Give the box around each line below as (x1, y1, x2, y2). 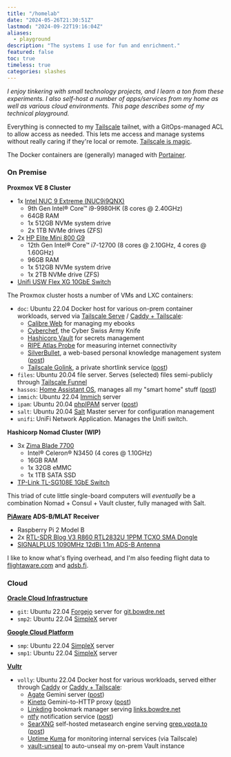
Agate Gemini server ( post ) (27, 691, 105, 699)
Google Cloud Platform (7, 628, 74, 637)
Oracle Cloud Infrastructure (7, 594, 88, 602)
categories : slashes (7, 68, 67, 75)
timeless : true (7, 62, 51, 68)
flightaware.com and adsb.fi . (7, 561, 89, 569)
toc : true (7, 55, 36, 62)
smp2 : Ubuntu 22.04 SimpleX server (17, 615, 118, 623)
